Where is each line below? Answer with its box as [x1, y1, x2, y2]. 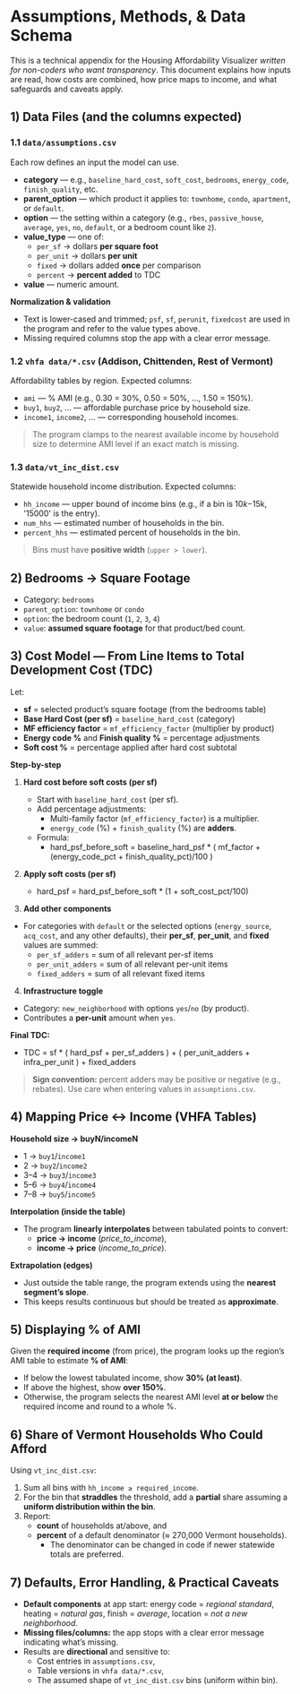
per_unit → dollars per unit [36, 250, 138, 261]
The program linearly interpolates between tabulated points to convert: [22, 1223, 289, 1234]
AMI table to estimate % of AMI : [10, 1355, 129, 1366]
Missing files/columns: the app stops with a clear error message [22, 1628, 265, 1638]
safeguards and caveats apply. [10, 83, 124, 94]
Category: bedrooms [22, 594, 95, 606]
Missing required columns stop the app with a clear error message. [22, 332, 271, 343]
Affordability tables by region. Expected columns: [10, 374, 193, 386]
